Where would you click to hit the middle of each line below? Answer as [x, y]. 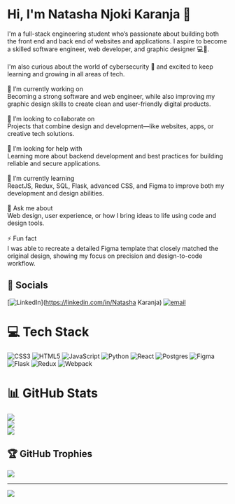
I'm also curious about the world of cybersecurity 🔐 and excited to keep [110, 67]
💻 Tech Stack [48, 332]
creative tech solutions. [41, 133]
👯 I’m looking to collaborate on [51, 118]
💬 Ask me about [30, 208]
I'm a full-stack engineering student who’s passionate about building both [113, 34]
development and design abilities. [56, 193]
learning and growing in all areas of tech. [66, 74]
